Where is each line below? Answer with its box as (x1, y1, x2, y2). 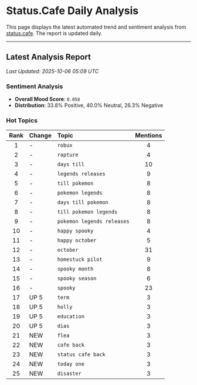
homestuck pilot (57, 256, 103, 263)
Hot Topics (6, 116, 38, 124)
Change (29, 132, 52, 140)
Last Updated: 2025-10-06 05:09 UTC (6, 67, 99, 74)
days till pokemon (57, 199, 108, 206)
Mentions (135, 132, 162, 140)
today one (57, 361, 85, 367)
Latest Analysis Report (6, 52, 91, 62)
